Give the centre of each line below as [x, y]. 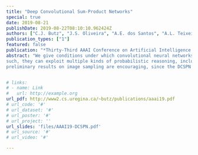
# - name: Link [25, 88]
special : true [24, 17]
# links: [17, 83]
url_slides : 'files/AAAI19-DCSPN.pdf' [54, 127]
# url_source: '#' [29, 132]
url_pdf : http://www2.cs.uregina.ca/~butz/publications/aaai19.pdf [91, 99]
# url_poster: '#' [29, 115]
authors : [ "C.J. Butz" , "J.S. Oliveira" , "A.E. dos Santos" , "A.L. [91, 34]
